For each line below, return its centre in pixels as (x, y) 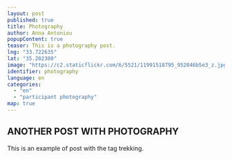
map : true (21, 104)
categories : (24, 84)
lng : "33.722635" (32, 53)
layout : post (26, 13)
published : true (30, 20)
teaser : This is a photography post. (61, 46)
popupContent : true (35, 39)
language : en (26, 78)
